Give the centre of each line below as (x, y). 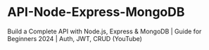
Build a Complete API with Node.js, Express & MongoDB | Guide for (104, 31)
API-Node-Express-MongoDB (96, 12)
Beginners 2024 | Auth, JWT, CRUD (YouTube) (75, 38)
